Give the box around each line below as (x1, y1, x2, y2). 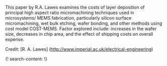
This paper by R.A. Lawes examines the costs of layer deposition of (5, 5, 145, 10)
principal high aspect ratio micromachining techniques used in (5, 10, 134, 16)
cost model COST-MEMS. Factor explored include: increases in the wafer (5, 26, 157, 32)
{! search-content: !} (5, 56, 48, 62)
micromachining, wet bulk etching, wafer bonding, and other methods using (5, 20, 162, 26)
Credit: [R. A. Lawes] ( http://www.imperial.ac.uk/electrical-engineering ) (5, 46, 153, 52)
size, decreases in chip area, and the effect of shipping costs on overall (5, 31, 153, 37)
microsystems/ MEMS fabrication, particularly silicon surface (5, 15, 132, 21)
